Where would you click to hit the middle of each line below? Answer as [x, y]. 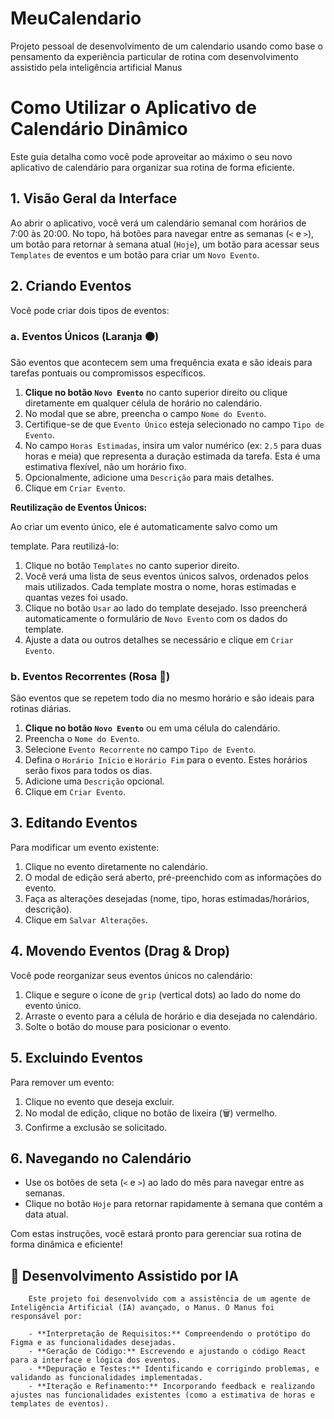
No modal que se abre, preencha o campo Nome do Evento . [145, 413]
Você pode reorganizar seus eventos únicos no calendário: [131, 975]
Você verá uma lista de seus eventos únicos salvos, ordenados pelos [167, 576]
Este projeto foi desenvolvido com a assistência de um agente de [169, 1299]
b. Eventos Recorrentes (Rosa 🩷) [90, 676]
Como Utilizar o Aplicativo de [133, 108]
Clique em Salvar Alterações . [86, 919]
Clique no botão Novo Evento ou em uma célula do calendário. [152, 728]
